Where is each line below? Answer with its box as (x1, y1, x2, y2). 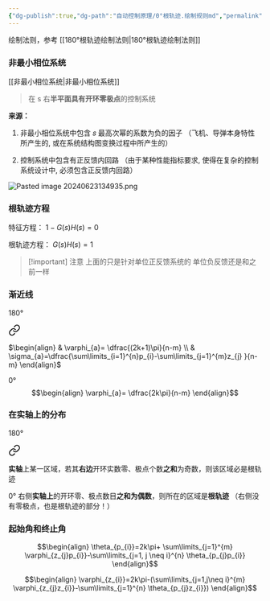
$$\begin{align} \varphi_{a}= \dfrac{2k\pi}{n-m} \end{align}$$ (31, 388, 239, 397)
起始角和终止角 (8, 523, 67, 534)
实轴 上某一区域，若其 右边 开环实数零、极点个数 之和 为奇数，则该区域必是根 (8, 463, 255, 473)
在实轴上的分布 (8, 410, 67, 421)
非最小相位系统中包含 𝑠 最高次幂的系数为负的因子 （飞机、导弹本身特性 (19, 128, 256, 138)
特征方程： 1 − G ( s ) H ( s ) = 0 (8, 223, 99, 233)
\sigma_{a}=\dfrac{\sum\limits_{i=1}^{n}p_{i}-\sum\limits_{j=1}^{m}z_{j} (8, 351, 243, 360)
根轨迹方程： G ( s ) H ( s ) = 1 (8, 240, 94, 249)
